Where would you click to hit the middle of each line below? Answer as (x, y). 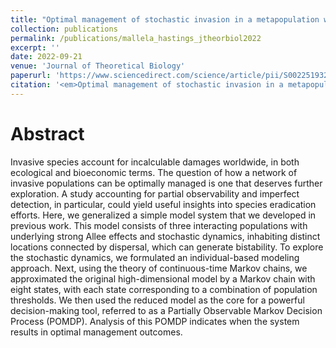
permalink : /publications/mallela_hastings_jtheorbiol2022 (136, 38)
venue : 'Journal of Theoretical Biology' (98, 66)
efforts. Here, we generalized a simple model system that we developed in (163, 215)
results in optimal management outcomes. (96, 332)
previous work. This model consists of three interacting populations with (159, 225)
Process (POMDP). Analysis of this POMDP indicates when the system (155, 321)
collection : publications (64, 29)
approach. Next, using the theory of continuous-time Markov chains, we (159, 268)
